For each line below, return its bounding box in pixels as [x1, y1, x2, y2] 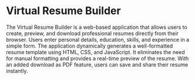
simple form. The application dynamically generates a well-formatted [6, 42, 173, 49]
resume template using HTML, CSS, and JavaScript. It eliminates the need [6, 48, 185, 55]
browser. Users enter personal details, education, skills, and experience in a [6, 36, 190, 43]
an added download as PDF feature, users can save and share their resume [6, 61, 189, 68]
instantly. [6, 67, 28, 74]
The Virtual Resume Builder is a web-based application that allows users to [6, 24, 188, 31]
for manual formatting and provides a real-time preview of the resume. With [6, 55, 189, 62]
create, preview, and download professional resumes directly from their [6, 29, 179, 36]
